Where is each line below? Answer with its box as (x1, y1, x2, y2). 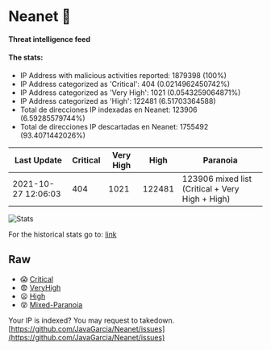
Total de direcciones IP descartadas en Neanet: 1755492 (19, 121, 209, 131)
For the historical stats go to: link (8, 229, 117, 239)
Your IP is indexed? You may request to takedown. (8, 315, 175, 325)
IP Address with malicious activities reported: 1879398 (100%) (19, 70, 227, 80)
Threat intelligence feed (8, 34, 91, 43)
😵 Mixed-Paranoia (19, 299, 83, 309)
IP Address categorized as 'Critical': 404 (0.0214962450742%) (19, 79, 231, 89)
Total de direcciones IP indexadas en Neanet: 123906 (19, 105, 198, 114)
